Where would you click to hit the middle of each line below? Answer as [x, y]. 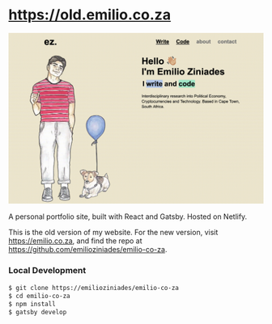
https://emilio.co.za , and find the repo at [76, 241]
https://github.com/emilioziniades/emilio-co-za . [88, 250]
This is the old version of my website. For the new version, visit [113, 233]
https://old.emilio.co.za [90, 15]
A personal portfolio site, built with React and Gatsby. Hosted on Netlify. [128, 217]
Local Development [47, 270]
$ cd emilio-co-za [39, 297]
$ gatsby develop [38, 313]
